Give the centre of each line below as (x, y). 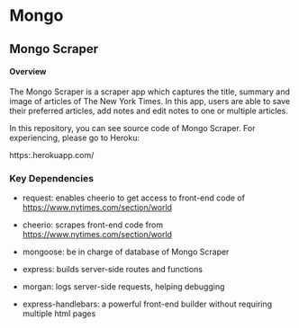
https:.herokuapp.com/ (52, 155)
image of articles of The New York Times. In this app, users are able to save (150, 101)
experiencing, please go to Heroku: (74, 137)
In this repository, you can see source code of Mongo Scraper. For (132, 128)
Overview (28, 72)
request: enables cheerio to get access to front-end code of (134, 198)
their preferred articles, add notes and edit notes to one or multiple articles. (149, 111)
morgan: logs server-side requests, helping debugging (123, 287)
